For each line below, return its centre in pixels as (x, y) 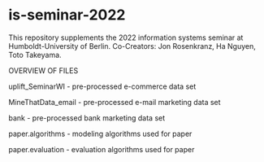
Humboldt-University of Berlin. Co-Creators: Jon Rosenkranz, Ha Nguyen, (132, 46)
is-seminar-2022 (67, 15)
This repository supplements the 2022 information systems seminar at (126, 37)
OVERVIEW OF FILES (43, 70)
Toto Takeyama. (35, 55)
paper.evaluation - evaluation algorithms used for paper (102, 149)
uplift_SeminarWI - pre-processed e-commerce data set (102, 86)
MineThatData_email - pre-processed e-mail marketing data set (115, 102)
